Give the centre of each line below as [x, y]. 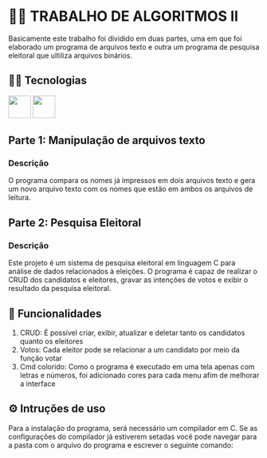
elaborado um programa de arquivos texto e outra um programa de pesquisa [134, 46]
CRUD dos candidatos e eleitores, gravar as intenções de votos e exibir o [128, 280]
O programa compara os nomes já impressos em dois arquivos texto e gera [132, 181]
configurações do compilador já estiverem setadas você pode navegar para [133, 436]
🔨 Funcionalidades [55, 314]
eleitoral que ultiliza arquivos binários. [71, 55]
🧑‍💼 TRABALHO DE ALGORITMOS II [124, 16]
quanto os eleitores [51, 341]
